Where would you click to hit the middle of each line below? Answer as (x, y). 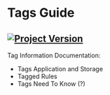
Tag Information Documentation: (54, 55)
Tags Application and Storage (60, 69)
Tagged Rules (37, 76)
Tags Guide (41, 13)
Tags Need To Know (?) (51, 84)
